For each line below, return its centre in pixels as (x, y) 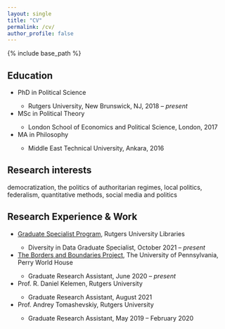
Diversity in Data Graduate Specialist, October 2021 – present (117, 247)
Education (30, 76)
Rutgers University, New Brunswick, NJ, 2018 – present (108, 106)
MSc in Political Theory (51, 114)
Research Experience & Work (72, 217)
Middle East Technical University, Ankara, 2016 (96, 148)
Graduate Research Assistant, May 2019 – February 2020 (111, 318)
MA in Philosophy (43, 135)
